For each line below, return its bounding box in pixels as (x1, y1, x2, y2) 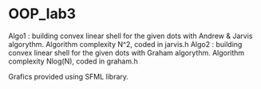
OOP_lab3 (8, 5, 77, 23)
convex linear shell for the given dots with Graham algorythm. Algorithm (8, 48, 245, 57)
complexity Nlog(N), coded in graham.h (8, 56, 138, 66)
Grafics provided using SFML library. (8, 72, 129, 81)
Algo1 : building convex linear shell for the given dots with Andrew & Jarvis (8, 31, 253, 41)
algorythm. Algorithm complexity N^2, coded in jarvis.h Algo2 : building (8, 39, 243, 48)
